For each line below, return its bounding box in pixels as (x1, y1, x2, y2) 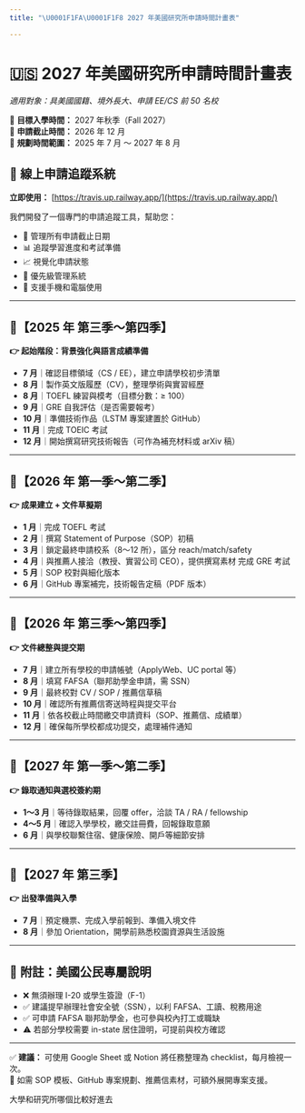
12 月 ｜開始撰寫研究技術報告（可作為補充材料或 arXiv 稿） (22, 436, 241, 446)
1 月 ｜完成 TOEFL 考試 (22, 522, 106, 532)
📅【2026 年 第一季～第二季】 (9, 474, 173, 489)
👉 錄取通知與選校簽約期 (9, 784, 102, 796)
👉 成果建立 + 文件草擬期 (9, 499, 103, 510)
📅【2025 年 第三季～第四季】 (9, 319, 173, 335)
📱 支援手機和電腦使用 (22, 282, 103, 293)
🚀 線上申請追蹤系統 (9, 165, 116, 182)
